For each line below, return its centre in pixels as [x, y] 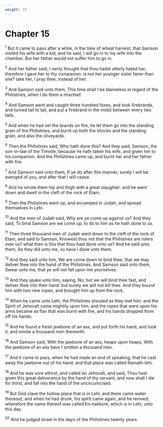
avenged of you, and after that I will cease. [48, 177]
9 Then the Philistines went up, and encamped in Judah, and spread [73, 202]
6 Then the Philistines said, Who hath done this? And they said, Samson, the [81, 145]
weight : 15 [16, 10]
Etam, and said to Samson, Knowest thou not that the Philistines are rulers [79, 239]
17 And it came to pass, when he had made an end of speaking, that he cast [81, 357]
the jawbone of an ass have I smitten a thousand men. [59, 347]
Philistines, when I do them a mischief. [43, 94]
